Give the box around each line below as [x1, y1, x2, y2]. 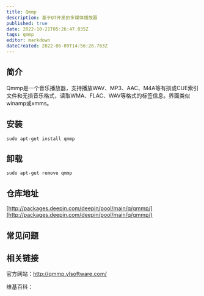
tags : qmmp [6, 32, 34, 38]
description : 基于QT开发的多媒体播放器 [6, 15, 98, 21]
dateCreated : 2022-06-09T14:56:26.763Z [6, 43, 108, 49]
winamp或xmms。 [6, 99, 53, 107]
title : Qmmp [6, 9, 37, 15]
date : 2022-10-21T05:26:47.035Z [6, 26, 89, 32]
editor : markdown [6, 37, 51, 43]
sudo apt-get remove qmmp [6, 170, 72, 177]
